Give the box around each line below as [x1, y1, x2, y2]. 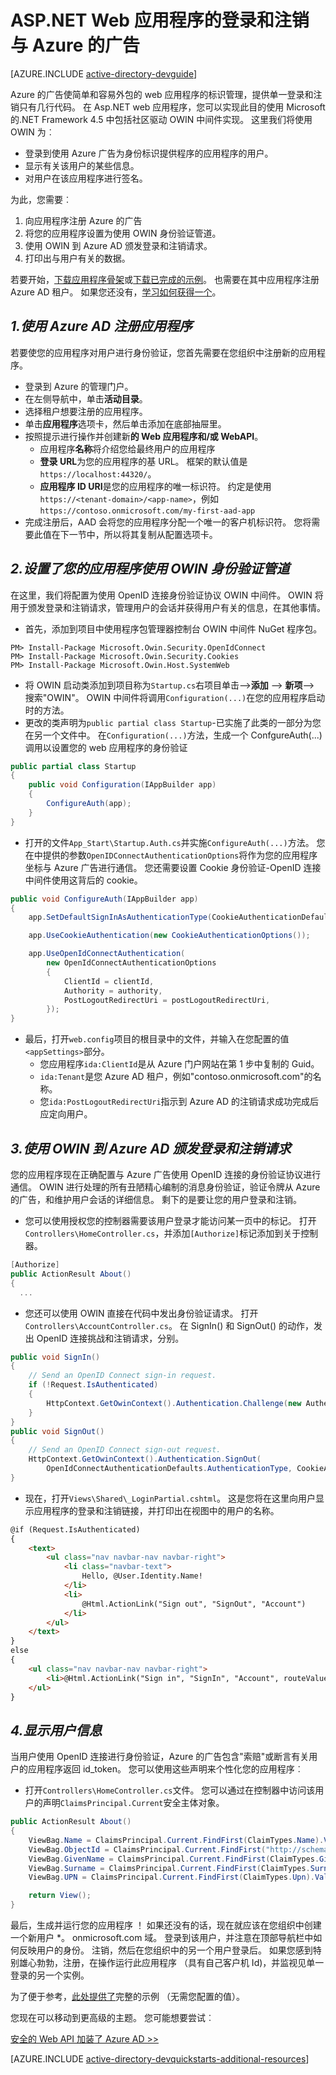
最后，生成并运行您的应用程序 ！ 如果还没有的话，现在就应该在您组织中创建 [10, 1919, 322, 1931]
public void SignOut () [10, 1426, 105, 1436]
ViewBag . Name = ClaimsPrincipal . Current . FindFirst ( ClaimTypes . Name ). [28, 1835, 325, 1845]
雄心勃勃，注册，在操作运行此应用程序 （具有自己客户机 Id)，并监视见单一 [18, 1957, 325, 1969]
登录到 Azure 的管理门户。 [24, 380, 134, 392]
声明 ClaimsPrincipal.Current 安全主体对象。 [42, 1797, 225, 1809]
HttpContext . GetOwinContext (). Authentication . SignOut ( [28, 1454, 262, 1465]
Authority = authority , [63, 986, 163, 996]
